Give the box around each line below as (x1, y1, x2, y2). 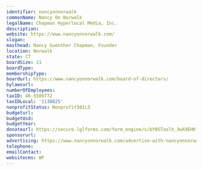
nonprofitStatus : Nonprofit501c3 (6, 104, 91, 110)
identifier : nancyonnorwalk (6, 8, 77, 15)
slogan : (6, 37, 26, 43)
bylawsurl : (6, 82, 34, 88)
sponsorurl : (6, 132, 36, 139)
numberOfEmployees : (6, 87, 56, 93)
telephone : (6, 143, 34, 150)
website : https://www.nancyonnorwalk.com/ (6, 31, 115, 37)
